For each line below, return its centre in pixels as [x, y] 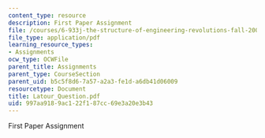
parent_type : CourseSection [54, 74]
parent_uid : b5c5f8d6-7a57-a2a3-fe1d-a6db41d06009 [93, 81]
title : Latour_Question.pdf [54, 96]
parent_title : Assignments [52, 67]
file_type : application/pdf [54, 37]
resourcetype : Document [47, 89]
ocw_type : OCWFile [38, 60]
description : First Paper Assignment [70, 23]
